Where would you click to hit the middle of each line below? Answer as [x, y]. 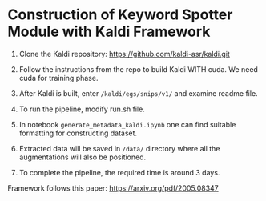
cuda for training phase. [58, 78]
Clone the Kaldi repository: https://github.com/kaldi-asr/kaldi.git [124, 54]
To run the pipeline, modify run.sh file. [82, 109]
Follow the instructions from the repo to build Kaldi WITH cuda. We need [138, 69]
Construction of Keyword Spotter [120, 15]
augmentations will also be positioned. [83, 157]
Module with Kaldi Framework [109, 32]
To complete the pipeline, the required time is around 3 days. [119, 172]
